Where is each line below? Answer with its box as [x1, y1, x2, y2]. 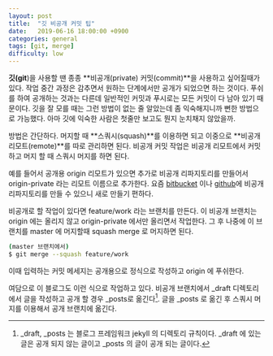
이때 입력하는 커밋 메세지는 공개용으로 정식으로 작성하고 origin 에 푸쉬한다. [8, 266, 245, 276]
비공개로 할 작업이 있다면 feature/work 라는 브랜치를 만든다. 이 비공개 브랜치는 [8, 206, 258, 215]
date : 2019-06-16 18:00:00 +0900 [8, 27, 129, 35]
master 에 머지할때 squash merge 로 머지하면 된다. [29, 227, 194, 236]
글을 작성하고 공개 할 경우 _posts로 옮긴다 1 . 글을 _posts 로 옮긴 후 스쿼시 [23, 292, 253, 303]
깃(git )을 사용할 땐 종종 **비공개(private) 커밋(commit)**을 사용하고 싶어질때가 [8, 73, 260, 82]
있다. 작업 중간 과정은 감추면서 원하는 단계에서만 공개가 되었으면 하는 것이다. [8, 83, 249, 93]
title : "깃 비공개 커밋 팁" [8, 20, 95, 28]
